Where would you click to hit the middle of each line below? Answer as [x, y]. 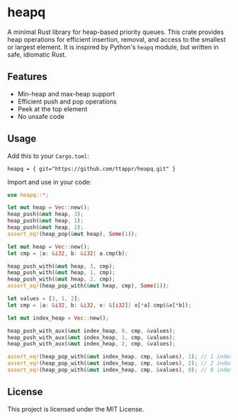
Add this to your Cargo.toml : [49, 156]
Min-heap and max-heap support [66, 93]
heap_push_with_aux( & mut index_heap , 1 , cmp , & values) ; [91, 337]
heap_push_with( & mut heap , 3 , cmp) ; [61, 266]
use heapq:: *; [28, 195]
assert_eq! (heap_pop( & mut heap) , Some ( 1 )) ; [73, 234]
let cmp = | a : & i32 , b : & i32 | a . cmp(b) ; [68, 253]
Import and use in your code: [50, 182]
